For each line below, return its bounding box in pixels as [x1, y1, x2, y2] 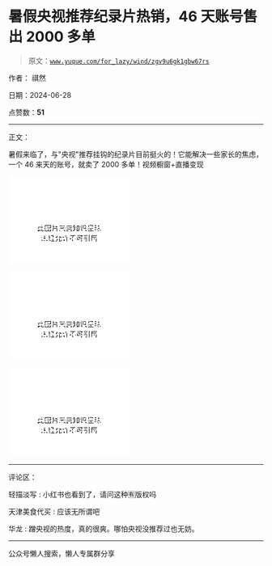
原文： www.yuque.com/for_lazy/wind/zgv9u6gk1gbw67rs [28, 56, 210, 65]
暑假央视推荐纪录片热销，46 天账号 [8, 7, 244, 26]
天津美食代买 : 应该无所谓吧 [8, 506, 100, 516]
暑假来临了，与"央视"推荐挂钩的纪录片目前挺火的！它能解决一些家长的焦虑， [8, 149, 264, 158]
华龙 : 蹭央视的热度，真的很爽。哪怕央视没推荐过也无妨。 [8, 523, 199, 534]
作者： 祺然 [8, 73, 46, 82]
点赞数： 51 [8, 107, 45, 117]
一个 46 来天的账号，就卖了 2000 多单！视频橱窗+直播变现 [8, 159, 204, 169]
